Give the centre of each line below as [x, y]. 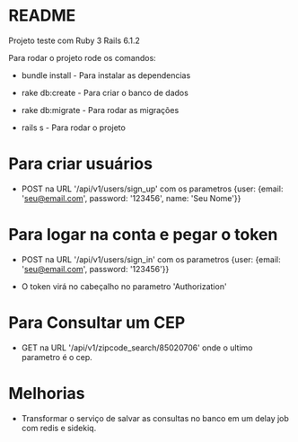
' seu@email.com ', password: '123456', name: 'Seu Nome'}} [131, 198]
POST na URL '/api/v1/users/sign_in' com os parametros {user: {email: [151, 259]
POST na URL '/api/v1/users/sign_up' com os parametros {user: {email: [152, 189]
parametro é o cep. [57, 357]
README [42, 16]
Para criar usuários [81, 164]
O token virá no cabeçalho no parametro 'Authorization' [124, 286]
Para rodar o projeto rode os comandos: [82, 57]
